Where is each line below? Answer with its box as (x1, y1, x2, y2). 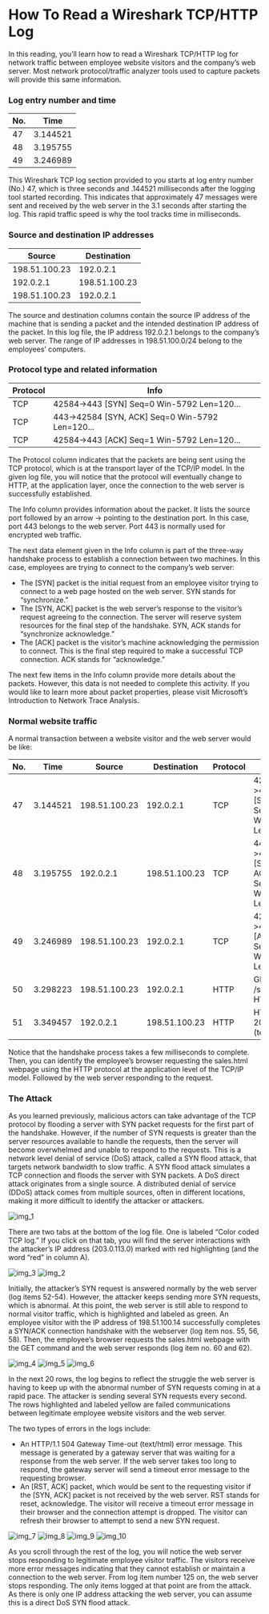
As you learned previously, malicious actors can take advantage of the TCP (8, 1111, 256, 1121)
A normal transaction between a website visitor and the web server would (8, 734, 251, 744)
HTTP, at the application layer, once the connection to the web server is (8, 480, 245, 490)
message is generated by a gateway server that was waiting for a (19, 1447, 235, 1458)
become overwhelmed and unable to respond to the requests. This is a (8, 1145, 242, 1154)
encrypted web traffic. (8, 530, 82, 540)
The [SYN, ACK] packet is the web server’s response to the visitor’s (19, 603, 243, 613)
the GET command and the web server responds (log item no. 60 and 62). (8, 1343, 252, 1353)
